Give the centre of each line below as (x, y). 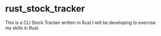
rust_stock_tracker (45, 9)
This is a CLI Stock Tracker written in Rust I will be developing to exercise (80, 22)
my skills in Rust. (22, 27)
